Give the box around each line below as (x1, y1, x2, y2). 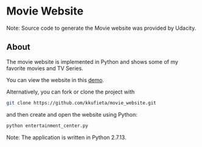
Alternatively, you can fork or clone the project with (6, 88, 135, 95)
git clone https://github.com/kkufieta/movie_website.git (6, 100, 156, 106)
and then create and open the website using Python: (6, 111, 138, 118)
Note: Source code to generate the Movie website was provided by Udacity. (6, 24, 197, 32)
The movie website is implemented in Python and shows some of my (6, 58, 178, 65)
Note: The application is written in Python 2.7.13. (6, 134, 127, 141)
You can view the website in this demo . (6, 76, 105, 83)
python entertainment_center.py (6, 123, 88, 129)
